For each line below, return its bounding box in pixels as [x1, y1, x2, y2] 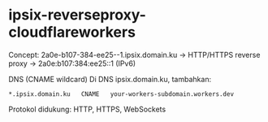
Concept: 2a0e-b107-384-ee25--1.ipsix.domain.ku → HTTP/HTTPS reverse [8, 50, 261, 59]
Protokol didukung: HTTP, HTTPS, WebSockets [8, 104, 166, 114]
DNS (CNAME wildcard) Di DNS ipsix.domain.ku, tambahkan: [8, 74, 212, 84]
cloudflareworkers [8, 23, 136, 41]
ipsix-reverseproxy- [8, 6, 146, 24]
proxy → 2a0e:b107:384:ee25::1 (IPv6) [8, 59, 136, 68]
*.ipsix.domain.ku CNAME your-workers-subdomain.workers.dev [8, 89, 234, 98]
